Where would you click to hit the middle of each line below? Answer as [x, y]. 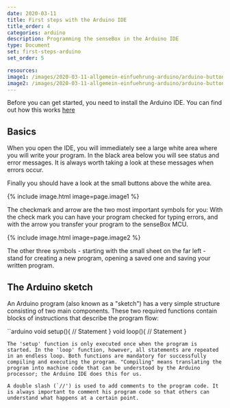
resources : [23, 70]
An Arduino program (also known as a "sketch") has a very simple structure [114, 303]
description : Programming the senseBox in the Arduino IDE [93, 39]
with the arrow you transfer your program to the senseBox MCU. [98, 224]
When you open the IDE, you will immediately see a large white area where [112, 148]
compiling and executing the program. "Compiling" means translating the [115, 362]
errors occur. [25, 170]
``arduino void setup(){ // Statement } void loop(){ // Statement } [97, 331]
